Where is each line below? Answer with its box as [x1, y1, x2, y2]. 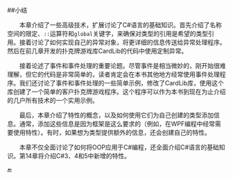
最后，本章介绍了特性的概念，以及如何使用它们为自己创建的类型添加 [19, 111, 214, 119]
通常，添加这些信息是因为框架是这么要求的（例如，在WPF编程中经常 [19, 120, 215, 128]
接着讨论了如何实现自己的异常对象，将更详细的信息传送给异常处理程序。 [19, 38, 226, 46]
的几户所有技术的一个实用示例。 [7, 96, 98, 104]
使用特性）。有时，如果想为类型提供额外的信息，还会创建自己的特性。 [12, 128, 211, 137]
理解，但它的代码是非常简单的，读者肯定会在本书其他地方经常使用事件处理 [7, 70, 220, 78]
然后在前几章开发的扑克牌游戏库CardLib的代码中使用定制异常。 [7, 47, 188, 55]
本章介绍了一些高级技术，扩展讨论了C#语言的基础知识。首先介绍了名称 [19, 21, 223, 29]
